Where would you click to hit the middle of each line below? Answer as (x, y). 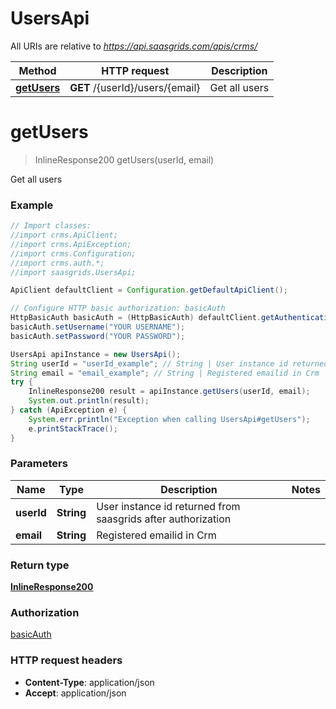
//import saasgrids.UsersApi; (73, 272)
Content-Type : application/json (89, 682)
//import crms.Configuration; (73, 253)
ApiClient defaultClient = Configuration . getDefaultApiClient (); (149, 290)
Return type (40, 565)
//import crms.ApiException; (71, 244)
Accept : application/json (75, 693)
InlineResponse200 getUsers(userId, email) (124, 159)
